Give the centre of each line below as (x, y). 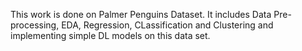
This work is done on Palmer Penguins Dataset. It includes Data (141, 14)
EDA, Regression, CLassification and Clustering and (167, 25)
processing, (35, 25)
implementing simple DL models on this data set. (110, 35)
